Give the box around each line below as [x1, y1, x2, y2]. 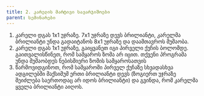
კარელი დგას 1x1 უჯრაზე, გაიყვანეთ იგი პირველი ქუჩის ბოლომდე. [15, 44, 189, 52]
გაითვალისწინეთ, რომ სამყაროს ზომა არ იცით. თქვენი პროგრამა [15, 50, 187, 58]
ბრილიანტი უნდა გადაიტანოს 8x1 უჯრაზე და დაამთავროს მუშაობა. [15, 38, 189, 45]
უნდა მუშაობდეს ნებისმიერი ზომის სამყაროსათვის [15, 57, 147, 64]
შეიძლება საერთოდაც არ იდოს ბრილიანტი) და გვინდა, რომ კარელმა [15, 77, 199, 84]
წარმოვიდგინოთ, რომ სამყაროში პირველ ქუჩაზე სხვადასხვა [15, 63, 174, 70]
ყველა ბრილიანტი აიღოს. [15, 83, 83, 90]
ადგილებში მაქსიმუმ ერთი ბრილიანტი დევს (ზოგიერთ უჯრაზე [15, 70, 177, 77]
